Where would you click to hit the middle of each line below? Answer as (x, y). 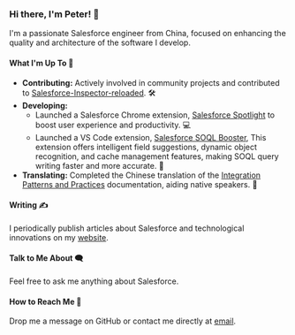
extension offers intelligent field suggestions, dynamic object (146, 147)
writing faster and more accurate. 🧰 (100, 165)
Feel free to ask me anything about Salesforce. (94, 281)
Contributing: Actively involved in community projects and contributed (151, 82)
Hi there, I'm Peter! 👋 (54, 14)
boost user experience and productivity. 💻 (113, 125)
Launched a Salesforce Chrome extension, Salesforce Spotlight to (155, 115)
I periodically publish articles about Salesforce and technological (127, 228)
